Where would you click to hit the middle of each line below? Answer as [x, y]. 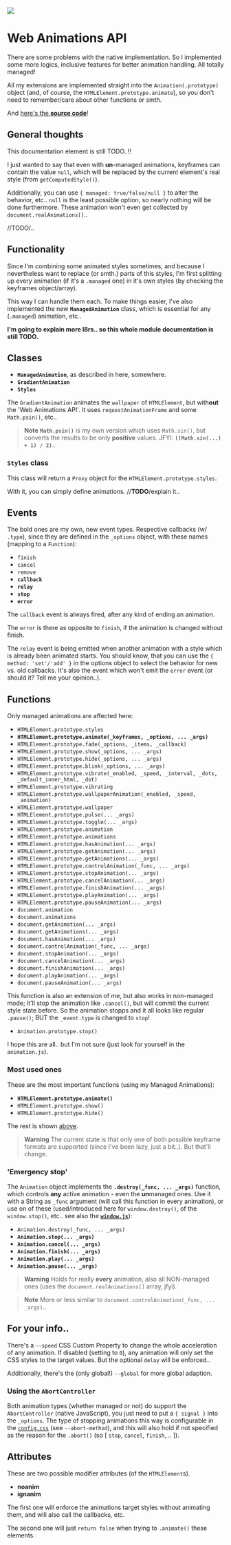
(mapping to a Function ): [42, 544]
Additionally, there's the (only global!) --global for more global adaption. [110, 1373]
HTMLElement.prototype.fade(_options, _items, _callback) [102, 745]
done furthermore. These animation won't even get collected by [98, 207]
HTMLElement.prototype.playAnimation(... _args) [88, 896]
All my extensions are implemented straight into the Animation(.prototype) [113, 85]
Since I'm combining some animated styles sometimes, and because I [106, 266]
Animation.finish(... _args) [59, 1251]
